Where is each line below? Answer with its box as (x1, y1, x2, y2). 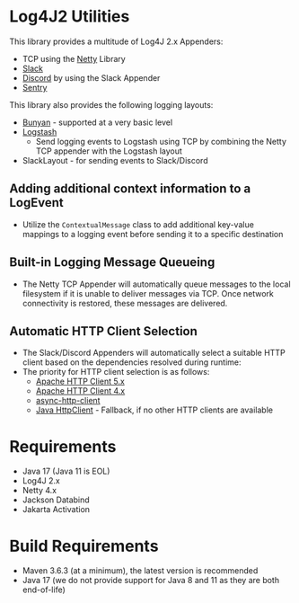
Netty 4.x (22, 485, 57, 496)
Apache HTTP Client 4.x (35, 386, 126, 396)
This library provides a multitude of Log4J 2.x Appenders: (9, 36, 224, 47)
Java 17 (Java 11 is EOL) (22, 466, 110, 477)
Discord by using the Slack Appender (22, 72, 161, 83)
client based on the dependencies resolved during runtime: (22, 357, 242, 368)
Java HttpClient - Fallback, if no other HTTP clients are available (35, 404, 274, 415)
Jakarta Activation (22, 504, 91, 515)
